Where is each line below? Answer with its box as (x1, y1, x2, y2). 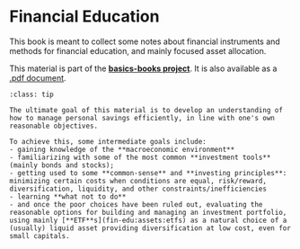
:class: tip (9, 90, 54, 99)
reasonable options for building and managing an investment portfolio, (9, 208, 287, 217)
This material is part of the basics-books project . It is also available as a (9, 63, 278, 74)
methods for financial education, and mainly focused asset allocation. (9, 45, 267, 56)
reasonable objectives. (9, 121, 99, 130)
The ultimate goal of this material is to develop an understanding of (9, 105, 283, 114)
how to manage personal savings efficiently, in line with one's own (9, 113, 276, 122)
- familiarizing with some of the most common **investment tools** (9, 153, 271, 162)
